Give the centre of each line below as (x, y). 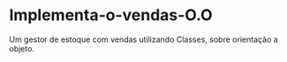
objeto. (22, 48)
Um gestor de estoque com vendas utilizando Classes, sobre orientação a (143, 39)
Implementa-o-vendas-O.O (111, 15)
